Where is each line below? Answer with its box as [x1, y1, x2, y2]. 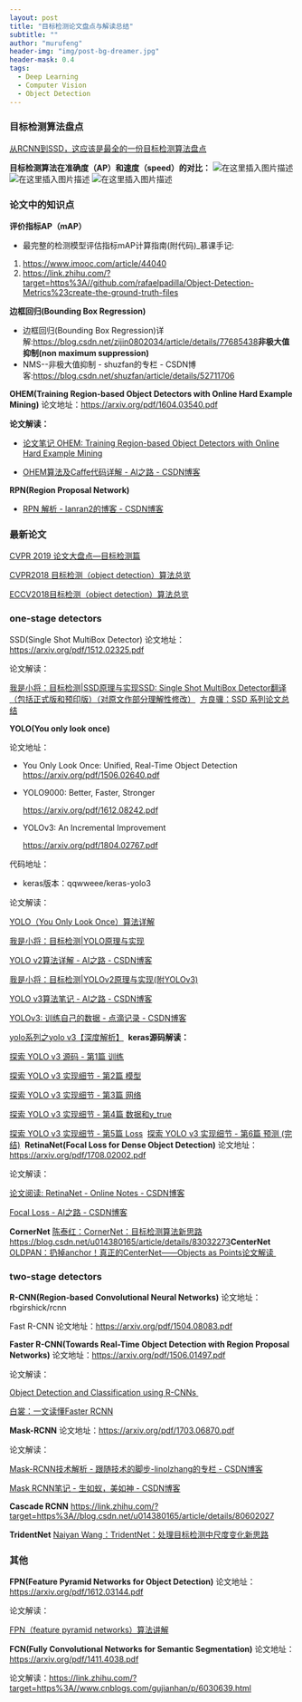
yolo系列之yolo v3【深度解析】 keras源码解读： [9, 1031, 190, 1042]
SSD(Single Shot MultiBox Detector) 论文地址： [9, 633, 185, 644]
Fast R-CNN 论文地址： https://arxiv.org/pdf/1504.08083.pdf [9, 1320, 233, 1331]
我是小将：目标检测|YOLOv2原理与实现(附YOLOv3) [9, 973, 199, 984]
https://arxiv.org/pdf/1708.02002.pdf [9, 1149, 146, 1160]
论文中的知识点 [9, 198, 75, 211]
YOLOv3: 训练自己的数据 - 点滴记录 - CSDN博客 [9, 1012, 187, 1023]
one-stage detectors [9, 613, 102, 625]
